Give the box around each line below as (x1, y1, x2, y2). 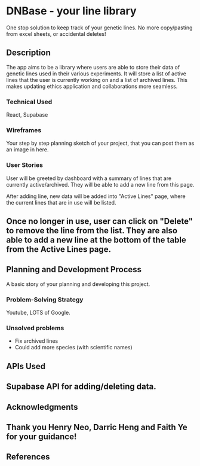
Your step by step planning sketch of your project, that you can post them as (6, 139, 195, 147)
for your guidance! (6, 432, 77, 441)
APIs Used (6, 361, 46, 371)
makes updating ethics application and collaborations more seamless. (6, 83, 178, 90)
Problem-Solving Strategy (6, 295, 84, 303)
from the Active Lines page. (6, 244, 112, 255)
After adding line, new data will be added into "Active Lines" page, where (6, 193, 186, 200)
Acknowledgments (6, 402, 79, 412)
